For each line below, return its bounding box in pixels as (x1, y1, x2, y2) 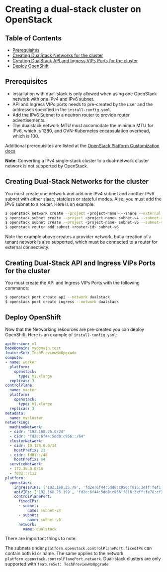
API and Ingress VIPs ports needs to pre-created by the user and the (12, 101, 153, 107)
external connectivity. (5, 244, 50, 250)
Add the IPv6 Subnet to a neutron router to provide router (12, 112, 130, 118)
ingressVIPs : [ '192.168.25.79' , (14, 485, 81, 490)
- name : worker (5, 360, 37, 365)
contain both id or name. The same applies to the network (5, 551, 124, 557)
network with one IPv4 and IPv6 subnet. (12, 96, 94, 102)
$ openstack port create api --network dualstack (5, 294, 110, 299)
